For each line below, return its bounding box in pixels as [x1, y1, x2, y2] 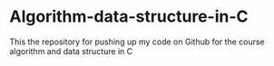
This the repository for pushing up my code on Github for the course [9, 36, 265, 47]
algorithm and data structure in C [9, 45, 133, 56]
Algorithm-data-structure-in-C [9, 6, 249, 27]
